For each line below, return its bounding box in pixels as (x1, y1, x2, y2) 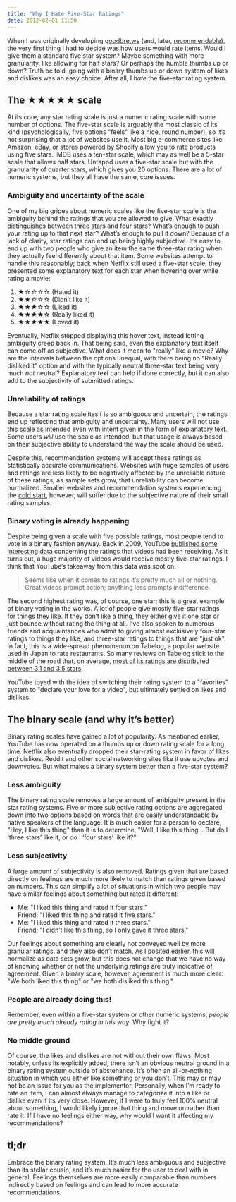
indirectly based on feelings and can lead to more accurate (7, 1181, 178, 1189)
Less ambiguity (7, 779, 61, 789)
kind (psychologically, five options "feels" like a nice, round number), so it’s (7, 128, 225, 136)
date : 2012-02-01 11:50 (7, 17, 77, 24)
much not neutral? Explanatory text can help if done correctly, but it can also (7, 368, 230, 377)
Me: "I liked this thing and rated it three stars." (17, 918, 151, 926)
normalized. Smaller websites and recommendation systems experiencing (7, 483, 222, 492)
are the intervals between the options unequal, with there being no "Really (7, 353, 223, 362)
